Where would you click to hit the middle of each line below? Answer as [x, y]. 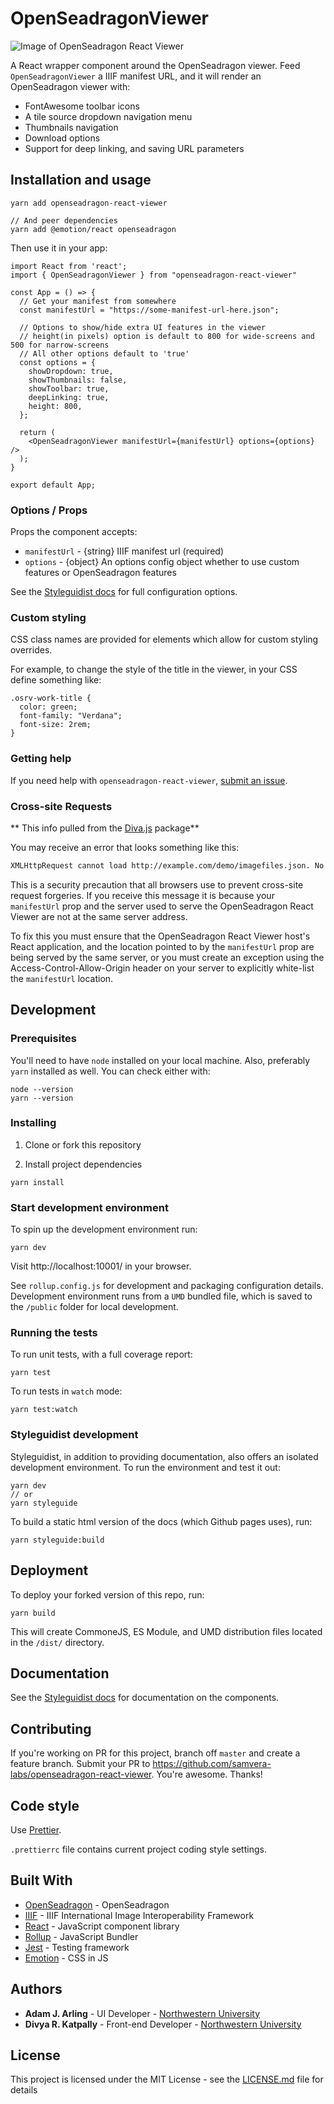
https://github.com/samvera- [212, 1764]
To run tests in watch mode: [66, 1391]
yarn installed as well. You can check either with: [110, 1071]
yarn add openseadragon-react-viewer [89, 203]
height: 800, [55, 406]
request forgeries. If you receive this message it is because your [142, 895]
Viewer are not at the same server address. [99, 916]
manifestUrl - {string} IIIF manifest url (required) [124, 551]
